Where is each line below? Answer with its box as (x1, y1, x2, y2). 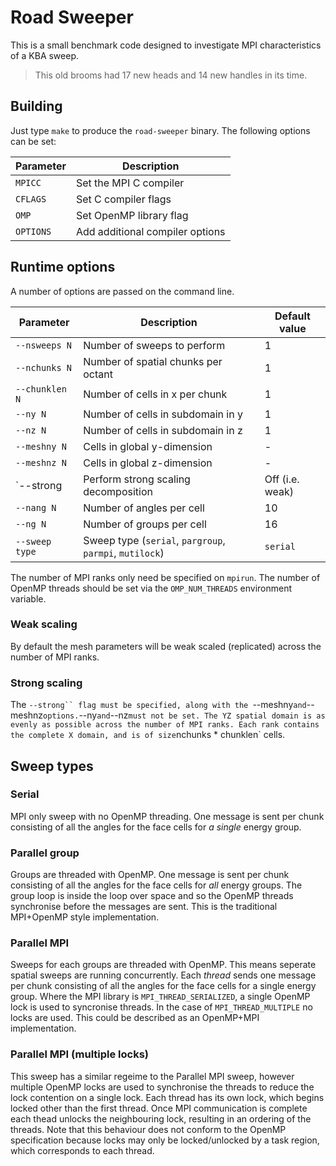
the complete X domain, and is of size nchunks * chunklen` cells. (10, 729, 286, 741)
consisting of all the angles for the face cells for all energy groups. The (10, 879, 303, 891)
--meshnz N (15, 457, 67, 468)
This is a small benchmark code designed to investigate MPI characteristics (10, 39, 322, 51)
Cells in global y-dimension (83, 439, 213, 453)
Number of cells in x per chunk (83, 387, 228, 401)
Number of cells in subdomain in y (83, 407, 243, 421)
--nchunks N (15, 362, 73, 373)
